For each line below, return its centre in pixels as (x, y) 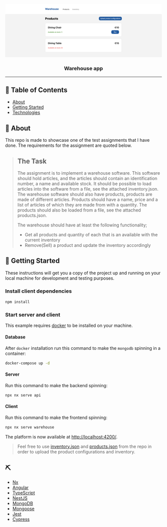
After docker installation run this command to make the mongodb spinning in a (83, 348)
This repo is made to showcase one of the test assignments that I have (78, 140)
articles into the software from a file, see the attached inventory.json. (88, 189)
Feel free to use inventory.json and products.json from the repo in (84, 446)
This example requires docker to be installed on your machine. (69, 325)
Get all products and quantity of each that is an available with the (91, 235)
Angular (20, 488)
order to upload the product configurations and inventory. (76, 451)
